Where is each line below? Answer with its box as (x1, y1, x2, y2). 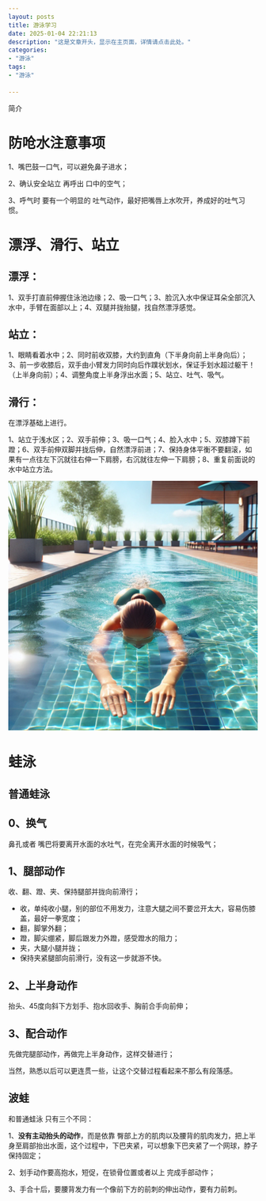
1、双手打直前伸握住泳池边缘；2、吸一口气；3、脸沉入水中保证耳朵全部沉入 (8, 292, 256, 302)
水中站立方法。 (8, 464, 57, 475)
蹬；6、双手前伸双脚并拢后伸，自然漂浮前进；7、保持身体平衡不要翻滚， (8, 444, 245, 455)
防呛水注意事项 (8, 134, 106, 152)
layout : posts (8, 13, 55, 21)
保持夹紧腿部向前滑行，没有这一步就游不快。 (19, 953, 166, 963)
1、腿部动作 (8, 864, 66, 878)
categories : (8, 46, 47, 55)
